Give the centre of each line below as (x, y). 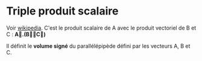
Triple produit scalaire (62, 11)
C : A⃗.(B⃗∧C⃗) (26, 34)
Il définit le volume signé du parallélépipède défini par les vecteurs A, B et (98, 46)
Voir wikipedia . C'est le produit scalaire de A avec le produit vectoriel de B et (101, 28)
